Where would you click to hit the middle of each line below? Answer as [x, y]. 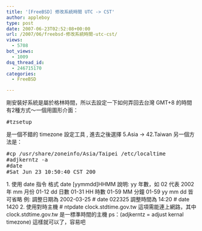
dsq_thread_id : [25, 62]
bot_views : [20, 51]
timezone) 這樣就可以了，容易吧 [46, 222]
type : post [20, 23]
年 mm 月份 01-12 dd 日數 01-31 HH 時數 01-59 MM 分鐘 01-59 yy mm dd [96, 192]
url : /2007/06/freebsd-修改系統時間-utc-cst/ [62, 34]
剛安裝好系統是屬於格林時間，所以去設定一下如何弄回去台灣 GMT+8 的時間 [99, 103]
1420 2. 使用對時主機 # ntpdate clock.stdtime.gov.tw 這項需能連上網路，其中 [101, 207]
